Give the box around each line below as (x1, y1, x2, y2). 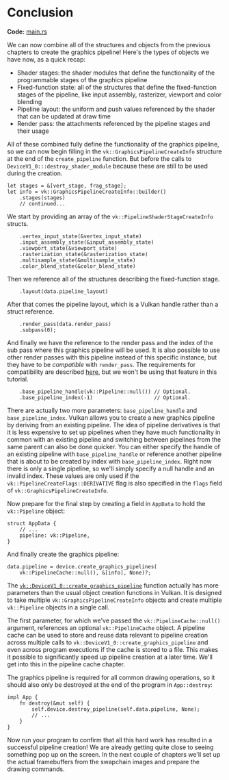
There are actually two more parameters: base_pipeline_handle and (7, 406, 198, 414)
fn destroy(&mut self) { (19, 700, 90, 707)
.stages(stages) (19, 194, 66, 201)
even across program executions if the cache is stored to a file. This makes (7, 645, 219, 653)
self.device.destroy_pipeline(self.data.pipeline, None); (31, 705, 200, 713)
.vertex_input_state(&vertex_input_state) (19, 233, 142, 240)
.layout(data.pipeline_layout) (19, 288, 109, 295)
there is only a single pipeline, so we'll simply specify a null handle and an (7, 464, 215, 473)
